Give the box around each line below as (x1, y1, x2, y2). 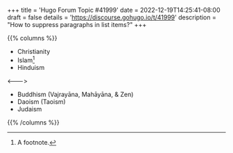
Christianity (17, 48, 51, 55)
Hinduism (17, 63, 45, 71)
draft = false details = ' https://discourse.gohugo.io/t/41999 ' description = (7, 13, 216, 21)
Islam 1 (17, 55, 35, 64)
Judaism (17, 105, 42, 113)
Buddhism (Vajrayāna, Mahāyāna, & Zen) (17, 90, 134, 98)
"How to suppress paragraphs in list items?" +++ (7, 21, 147, 28)
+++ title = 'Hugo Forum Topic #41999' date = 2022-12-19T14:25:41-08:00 (7, 6, 221, 14)
